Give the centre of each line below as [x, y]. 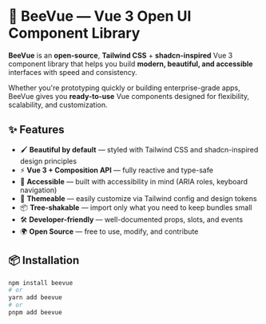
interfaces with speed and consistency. [73, 72]
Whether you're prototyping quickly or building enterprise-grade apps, [125, 88]
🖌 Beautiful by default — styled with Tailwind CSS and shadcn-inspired [139, 149]
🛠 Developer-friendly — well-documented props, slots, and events [131, 219]
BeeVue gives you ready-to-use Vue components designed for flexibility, [129, 96]
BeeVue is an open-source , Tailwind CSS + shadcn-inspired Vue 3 [121, 55]
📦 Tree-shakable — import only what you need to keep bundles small [136, 207]
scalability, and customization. [58, 105]
